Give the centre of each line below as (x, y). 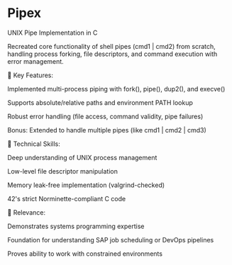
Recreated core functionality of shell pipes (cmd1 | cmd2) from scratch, (112, 46)
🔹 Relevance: (27, 212)
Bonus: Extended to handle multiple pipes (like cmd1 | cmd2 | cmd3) (107, 130)
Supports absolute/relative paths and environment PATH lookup (100, 102)
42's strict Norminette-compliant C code (67, 198)
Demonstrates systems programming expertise (76, 226)
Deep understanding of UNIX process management (82, 157)
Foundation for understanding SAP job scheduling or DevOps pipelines (111, 239)
